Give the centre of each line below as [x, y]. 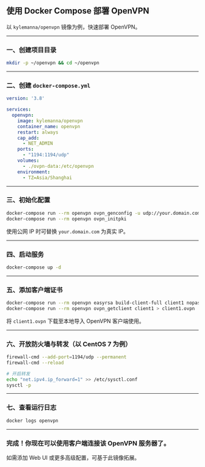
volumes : [28, 161]
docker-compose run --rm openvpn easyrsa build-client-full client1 [95, 303]
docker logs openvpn [33, 421]
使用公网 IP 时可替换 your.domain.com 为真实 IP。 [68, 231]
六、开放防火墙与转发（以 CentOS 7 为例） [69, 344]
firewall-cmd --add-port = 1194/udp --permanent [67, 357]
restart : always [38, 132]
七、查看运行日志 [31, 408]
